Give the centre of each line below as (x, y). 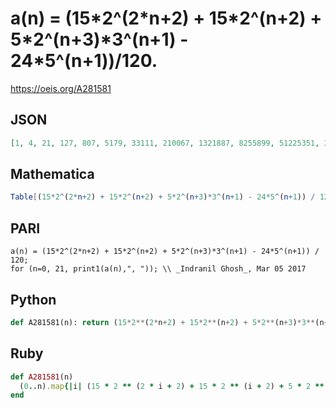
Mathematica (52, 174)
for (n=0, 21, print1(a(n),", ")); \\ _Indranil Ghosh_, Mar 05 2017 (158, 269)
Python (33, 299)
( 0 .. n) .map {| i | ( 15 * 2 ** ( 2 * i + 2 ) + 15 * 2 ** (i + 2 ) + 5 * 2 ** (172, 386)
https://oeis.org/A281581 (61, 88)
